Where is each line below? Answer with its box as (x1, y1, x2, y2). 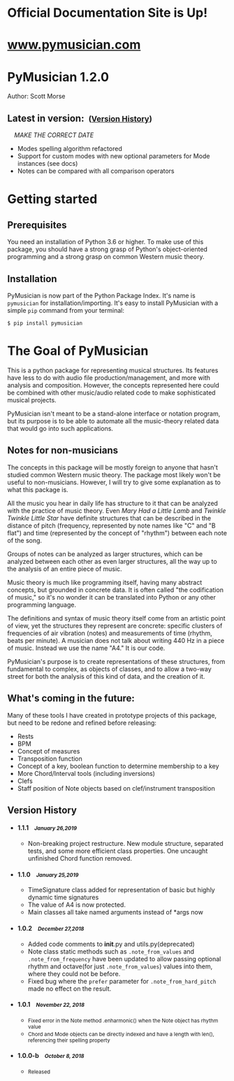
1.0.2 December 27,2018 (17, 924, 85, 932)
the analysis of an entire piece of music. (7, 565, 122, 573)
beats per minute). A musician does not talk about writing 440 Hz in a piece (7, 636, 225, 644)
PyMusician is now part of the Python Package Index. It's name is (7, 291, 196, 299)
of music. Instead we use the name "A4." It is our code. (7, 644, 166, 652)
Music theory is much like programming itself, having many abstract (7, 578, 203, 586)
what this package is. (7, 485, 68, 494)
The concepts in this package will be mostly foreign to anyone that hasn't (7, 463, 219, 472)
